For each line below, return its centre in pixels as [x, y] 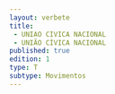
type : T [24, 68]
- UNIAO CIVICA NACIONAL [59, 34]
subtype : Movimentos [48, 76]
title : [22, 26]
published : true [40, 51]
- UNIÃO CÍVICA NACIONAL [59, 43]
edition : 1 [30, 59]
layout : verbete [40, 17]
